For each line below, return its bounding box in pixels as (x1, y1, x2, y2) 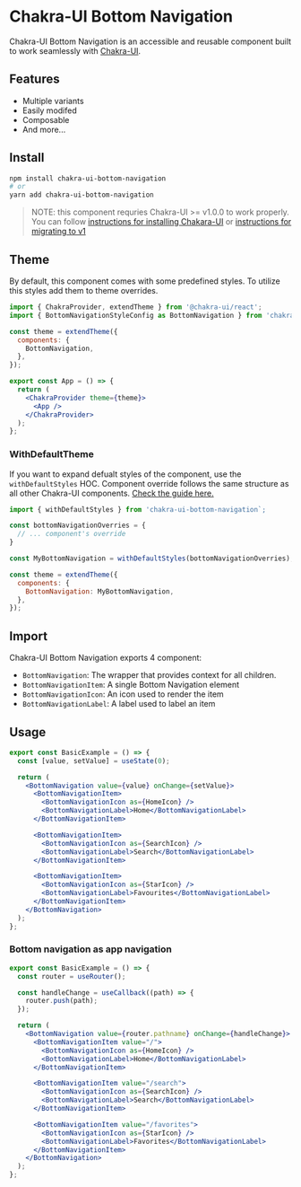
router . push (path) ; (25, 997, 99, 1006)
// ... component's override (17, 530, 126, 539)
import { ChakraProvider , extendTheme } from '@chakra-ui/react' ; (9, 303, 262, 312)
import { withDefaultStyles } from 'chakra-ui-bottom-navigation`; (9, 505, 267, 514)
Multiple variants (21, 95, 84, 106)
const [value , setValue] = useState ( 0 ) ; (17, 756, 170, 765)
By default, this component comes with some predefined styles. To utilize (9, 276, 280, 286)
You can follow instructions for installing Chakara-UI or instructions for (30, 216, 292, 227)
